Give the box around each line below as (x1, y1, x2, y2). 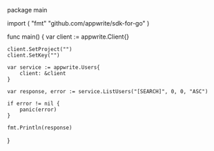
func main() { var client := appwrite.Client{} (7, 32, 130, 41)
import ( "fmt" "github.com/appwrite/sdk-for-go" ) (7, 19, 150, 27)
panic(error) (19, 106, 57, 113)
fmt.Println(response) (7, 124, 72, 131)
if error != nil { (7, 100, 60, 107)
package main (7, 6, 48, 14)
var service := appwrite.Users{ (7, 64, 100, 71)
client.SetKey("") (7, 52, 60, 59)
